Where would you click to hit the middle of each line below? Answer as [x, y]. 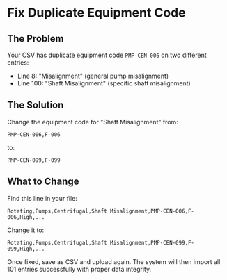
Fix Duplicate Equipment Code [96, 13]
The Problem [36, 39]
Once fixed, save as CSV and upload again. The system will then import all [114, 261]
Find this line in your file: [42, 198]
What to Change [43, 182]
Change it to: [26, 230]
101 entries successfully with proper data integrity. [79, 269]
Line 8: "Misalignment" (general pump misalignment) [93, 76]
